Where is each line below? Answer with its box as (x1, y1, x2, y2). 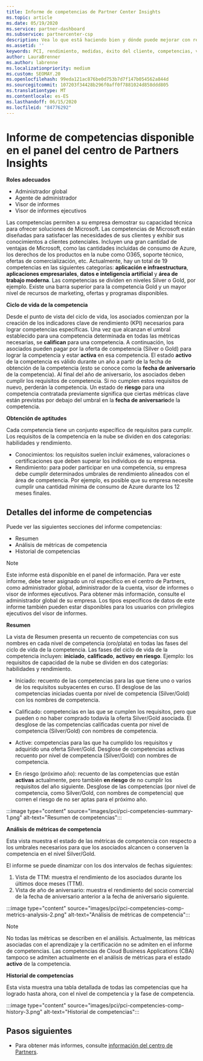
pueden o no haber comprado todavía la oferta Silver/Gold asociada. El (14, 714, 192, 722)
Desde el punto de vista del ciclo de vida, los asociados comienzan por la (6, 313, 189, 321)
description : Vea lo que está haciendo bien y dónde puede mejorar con (6, 37, 190, 43)
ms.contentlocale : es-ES (6, 93, 69, 99)
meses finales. (14, 489, 51, 497)
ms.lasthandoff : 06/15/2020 (6, 99, 77, 105)
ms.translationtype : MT (6, 88, 66, 94)
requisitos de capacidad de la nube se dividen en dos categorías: (6, 659, 169, 666)
